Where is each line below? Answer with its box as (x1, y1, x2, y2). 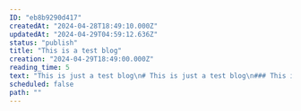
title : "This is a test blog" (9, 47, 123, 55)
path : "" (9, 88, 42, 97)
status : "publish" (9, 38, 78, 47)
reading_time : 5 (9, 64, 70, 73)
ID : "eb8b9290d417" (9, 13, 82, 22)
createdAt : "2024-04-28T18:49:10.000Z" (9, 21, 159, 30)
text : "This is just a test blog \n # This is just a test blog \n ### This (9, 72, 287, 81)
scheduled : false (9, 80, 74, 89)
